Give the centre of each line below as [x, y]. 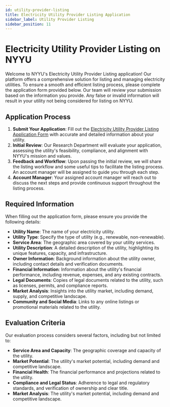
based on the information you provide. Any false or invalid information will [82, 96]
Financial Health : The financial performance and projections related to [87, 372]
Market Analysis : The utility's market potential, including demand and [86, 393]
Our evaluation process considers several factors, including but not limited [83, 335]
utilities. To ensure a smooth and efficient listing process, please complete [83, 85]
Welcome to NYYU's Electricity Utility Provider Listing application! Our [78, 74]
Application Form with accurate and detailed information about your [83, 134]
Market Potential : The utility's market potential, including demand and [86, 361]
